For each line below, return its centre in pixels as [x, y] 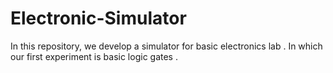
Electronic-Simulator [98, 18]
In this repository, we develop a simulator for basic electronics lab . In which [166, 46]
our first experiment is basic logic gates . [94, 56]
